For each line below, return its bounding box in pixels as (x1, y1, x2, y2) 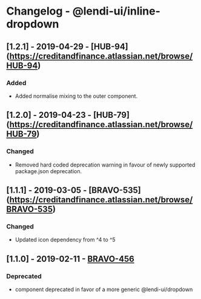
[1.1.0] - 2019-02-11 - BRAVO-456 (6, 253, 134, 264)
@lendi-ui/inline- (72, 4, 160, 18)
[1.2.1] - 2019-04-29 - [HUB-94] (6, 41, 128, 52)
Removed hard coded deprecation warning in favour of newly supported (15, 161, 196, 168)
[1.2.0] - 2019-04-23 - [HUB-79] (6, 110, 130, 120)
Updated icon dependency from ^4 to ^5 (15, 236, 116, 244)
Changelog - (6, 4, 71, 18)
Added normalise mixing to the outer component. (15, 92, 138, 100)
